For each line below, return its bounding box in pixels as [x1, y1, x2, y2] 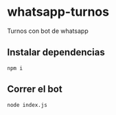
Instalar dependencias [7, 47, 105, 58]
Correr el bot [7, 84, 63, 95]
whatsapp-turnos [7, 4, 110, 20]
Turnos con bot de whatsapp [7, 27, 89, 35]
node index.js [7, 101, 48, 108]
